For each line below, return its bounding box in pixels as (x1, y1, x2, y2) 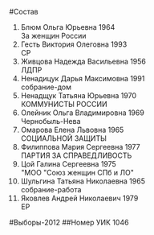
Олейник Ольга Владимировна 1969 (20, 108, 145, 117)
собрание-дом (20, 82, 71, 92)
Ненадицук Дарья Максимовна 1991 (20, 74, 145, 83)
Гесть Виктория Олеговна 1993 (20, 39, 128, 49)
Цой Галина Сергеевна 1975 (20, 159, 117, 168)
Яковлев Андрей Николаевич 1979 (20, 193, 139, 203)
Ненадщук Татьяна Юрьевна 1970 (20, 91, 137, 100)
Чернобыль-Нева (20, 117, 81, 126)
